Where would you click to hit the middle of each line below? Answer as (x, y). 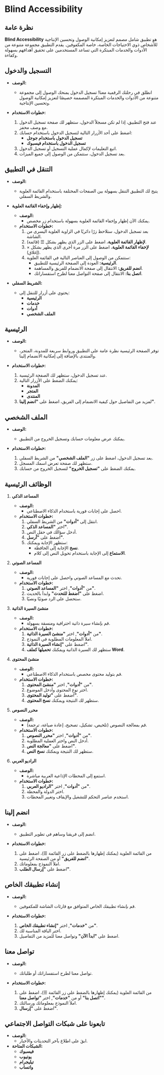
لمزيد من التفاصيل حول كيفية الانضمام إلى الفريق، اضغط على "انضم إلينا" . (87, 402)
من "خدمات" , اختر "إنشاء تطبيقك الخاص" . (58, 925)
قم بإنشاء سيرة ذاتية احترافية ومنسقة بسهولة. (68, 623)
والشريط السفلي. (35, 196)
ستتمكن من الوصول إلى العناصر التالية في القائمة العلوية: (79, 257)
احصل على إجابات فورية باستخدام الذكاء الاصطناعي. (74, 511)
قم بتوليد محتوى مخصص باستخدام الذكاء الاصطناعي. (74, 674)
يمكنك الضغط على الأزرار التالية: (48, 380)
